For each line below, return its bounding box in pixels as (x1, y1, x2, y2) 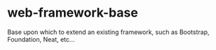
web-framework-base (7, 5, 138, 21)
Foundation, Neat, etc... (7, 35, 75, 43)
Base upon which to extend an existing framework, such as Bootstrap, (7, 28, 210, 36)
